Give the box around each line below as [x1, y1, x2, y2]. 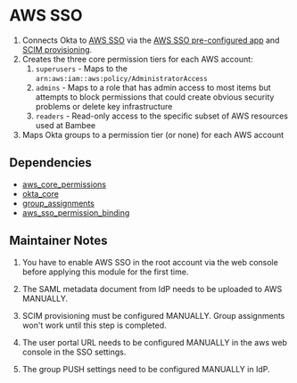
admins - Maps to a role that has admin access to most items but [35, 82, 271, 93]
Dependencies [9, 155, 92, 170]
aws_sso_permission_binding [21, 207, 130, 218]
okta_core [21, 188, 60, 199]
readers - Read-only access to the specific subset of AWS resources [35, 110, 288, 121]
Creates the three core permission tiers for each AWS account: [21, 53, 253, 64]
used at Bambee [35, 119, 96, 130]
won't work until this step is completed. [21, 320, 167, 330]
